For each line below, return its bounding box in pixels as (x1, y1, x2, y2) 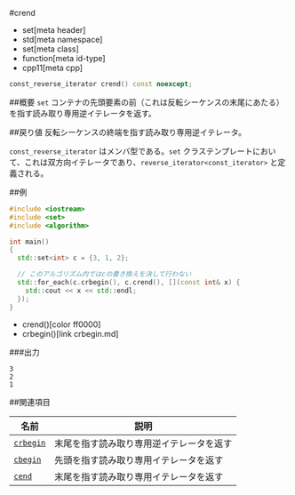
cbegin (13, 454, 42, 465)
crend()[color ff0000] (21, 319, 101, 330)
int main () (9, 237, 50, 246)
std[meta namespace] (21, 35, 103, 44)
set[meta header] (21, 25, 86, 35)
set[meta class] (21, 44, 80, 54)
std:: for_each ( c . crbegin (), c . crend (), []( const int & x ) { (17, 278, 241, 287)
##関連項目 (9, 396, 51, 407)
